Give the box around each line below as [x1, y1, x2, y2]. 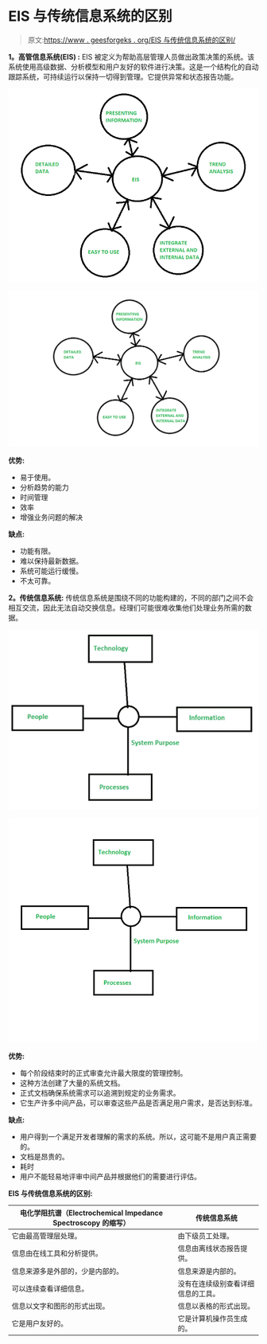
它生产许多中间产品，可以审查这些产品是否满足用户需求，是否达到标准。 [19, 1098, 257, 1108]
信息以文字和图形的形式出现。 [11, 1301, 110, 1311]
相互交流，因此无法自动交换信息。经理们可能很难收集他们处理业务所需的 [8, 603, 245, 612]
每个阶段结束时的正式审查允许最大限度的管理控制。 [19, 1069, 188, 1078]
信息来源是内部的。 [177, 1266, 241, 1276]
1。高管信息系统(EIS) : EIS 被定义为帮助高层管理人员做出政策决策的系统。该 [8, 52, 255, 61]
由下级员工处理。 [177, 1231, 234, 1240]
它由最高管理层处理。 [11, 1231, 82, 1240]
